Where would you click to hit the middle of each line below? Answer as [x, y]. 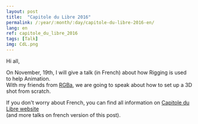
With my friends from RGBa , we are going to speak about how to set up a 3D [99, 85]
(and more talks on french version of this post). [64, 115]
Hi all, [13, 61]
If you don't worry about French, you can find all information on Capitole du [98, 102]
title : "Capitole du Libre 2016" [49, 17]
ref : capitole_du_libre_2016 [42, 33]
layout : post [22, 11]
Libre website [23, 109]
